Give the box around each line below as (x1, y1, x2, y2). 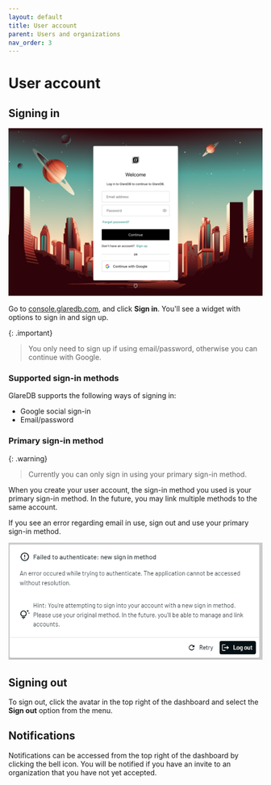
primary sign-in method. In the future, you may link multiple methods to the (8, 493, 258, 503)
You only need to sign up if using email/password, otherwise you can (27, 343, 258, 353)
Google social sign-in (19, 406, 91, 416)
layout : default (8, 13, 63, 21)
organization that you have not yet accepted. (8, 767, 157, 777)
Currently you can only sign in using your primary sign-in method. (27, 469, 248, 479)
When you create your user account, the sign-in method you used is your (8, 485, 252, 494)
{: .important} (8, 328, 53, 338)
